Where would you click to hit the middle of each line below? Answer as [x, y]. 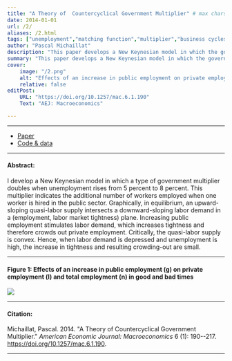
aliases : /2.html [32, 33]
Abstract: [21, 165]
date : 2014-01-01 [32, 20]
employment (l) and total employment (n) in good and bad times [100, 277]
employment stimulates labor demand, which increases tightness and [106, 225]
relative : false [43, 84]
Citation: [20, 314]
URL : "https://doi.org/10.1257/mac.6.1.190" [85, 98]
